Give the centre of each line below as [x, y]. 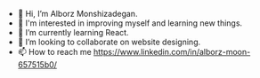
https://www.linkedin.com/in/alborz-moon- [172, 52]
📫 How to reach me [54, 52]
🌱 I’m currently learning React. [73, 32]
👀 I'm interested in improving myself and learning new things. [130, 23]
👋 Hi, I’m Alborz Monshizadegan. [77, 14]
